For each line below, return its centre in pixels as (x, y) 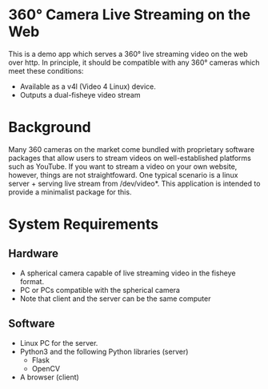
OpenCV (46, 368)
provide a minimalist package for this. (70, 192)
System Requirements (83, 225)
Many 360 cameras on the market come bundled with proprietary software (131, 149)
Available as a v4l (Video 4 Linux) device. (88, 86)
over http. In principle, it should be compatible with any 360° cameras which (134, 62)
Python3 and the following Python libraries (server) (104, 351)
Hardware (33, 254)
